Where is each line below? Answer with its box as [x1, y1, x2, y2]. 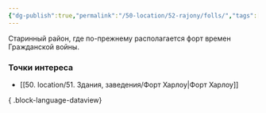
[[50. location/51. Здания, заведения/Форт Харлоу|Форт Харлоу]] [19, 80, 239, 89]
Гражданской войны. [8, 41, 79, 52]
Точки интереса [8, 61, 74, 72]
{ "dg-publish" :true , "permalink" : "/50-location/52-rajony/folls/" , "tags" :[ [8, 11, 261, 20]
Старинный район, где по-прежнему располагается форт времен [8, 33, 232, 43]
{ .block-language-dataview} [8, 95, 102, 104]
